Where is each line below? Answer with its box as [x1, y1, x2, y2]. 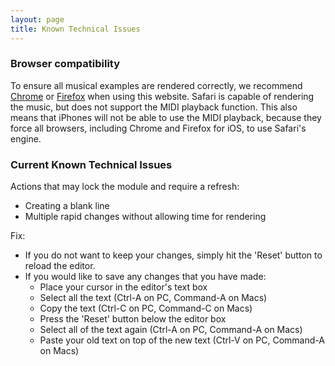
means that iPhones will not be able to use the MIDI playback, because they [10, 111, 322, 123]
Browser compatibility [10, 57, 121, 71]
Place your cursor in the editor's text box [39, 281, 208, 293]
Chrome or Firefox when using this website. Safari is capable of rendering [10, 90, 315, 102]
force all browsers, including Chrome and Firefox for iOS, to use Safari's [10, 122, 307, 134]
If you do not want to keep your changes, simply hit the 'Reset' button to [24, 249, 323, 261]
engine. [10, 132, 42, 145]
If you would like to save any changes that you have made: [24, 271, 267, 283]
